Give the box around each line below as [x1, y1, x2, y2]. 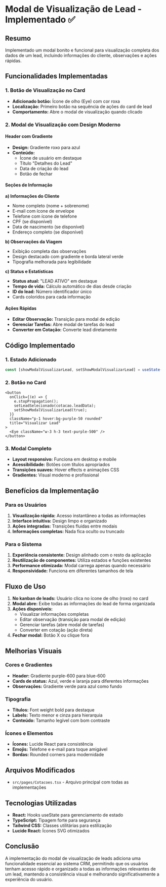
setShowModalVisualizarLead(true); [14, 408, 87, 413]
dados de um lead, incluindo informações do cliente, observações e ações [5, 53, 157, 58]
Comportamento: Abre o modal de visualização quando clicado [12, 109, 143, 115]
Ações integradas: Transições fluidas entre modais [12, 523, 118, 529]
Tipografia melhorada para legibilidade [12, 259, 91, 265]
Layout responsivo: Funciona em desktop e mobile [12, 456, 117, 462]
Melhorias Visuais [5, 647, 62, 655]
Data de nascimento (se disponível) [12, 224, 85, 230]
